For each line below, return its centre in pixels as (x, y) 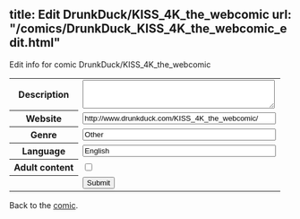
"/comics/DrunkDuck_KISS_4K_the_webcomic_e (148, 29)
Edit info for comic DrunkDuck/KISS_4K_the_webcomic (110, 64)
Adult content (44, 168)
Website (44, 118)
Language (43, 152)
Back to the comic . (44, 205)
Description (44, 95)
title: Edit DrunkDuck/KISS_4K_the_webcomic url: (150, 15)
